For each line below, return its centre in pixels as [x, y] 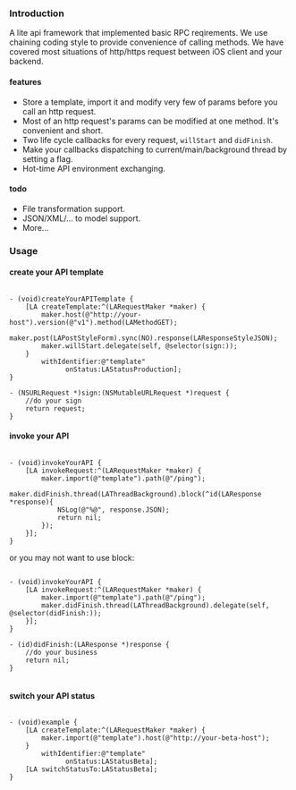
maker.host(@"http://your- [92, 314]
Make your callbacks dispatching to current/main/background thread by [155, 149]
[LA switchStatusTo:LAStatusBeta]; [92, 769]
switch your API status [52, 695]
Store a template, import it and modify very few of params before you [150, 102]
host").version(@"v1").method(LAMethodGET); [93, 322]
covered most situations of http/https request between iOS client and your [146, 52]
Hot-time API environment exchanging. [93, 168]
